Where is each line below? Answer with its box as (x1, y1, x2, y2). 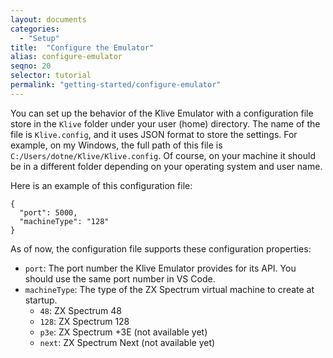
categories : (10, 24, 60, 34)
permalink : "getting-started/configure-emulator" (10, 80, 222, 90)
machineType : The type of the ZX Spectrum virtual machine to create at (24, 283, 315, 295)
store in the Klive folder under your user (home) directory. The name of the (10, 117, 321, 130)
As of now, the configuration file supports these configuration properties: (10, 242, 312, 255)
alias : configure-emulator (10, 52, 123, 62)
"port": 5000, (19, 207, 78, 218)
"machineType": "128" (19, 216, 110, 226)
